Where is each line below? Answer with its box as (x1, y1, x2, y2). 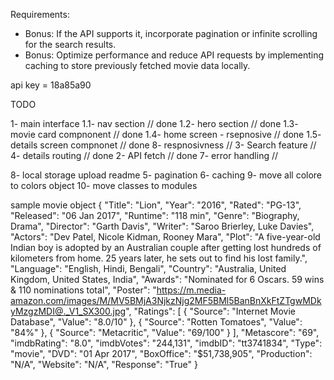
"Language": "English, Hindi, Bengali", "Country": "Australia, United (10, 263, 287, 274)
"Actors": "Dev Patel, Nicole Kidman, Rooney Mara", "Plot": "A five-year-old (10, 231, 321, 243)
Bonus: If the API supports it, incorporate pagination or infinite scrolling (24, 28, 318, 39)
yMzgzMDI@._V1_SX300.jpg (10, 305, 127, 317)
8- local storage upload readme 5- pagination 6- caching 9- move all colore (10, 169, 323, 181)
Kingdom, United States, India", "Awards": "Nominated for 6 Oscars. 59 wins (10, 274, 325, 285)
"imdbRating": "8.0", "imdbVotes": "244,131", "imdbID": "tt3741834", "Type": (10, 337, 323, 349)
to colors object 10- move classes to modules (10, 180, 198, 191)
